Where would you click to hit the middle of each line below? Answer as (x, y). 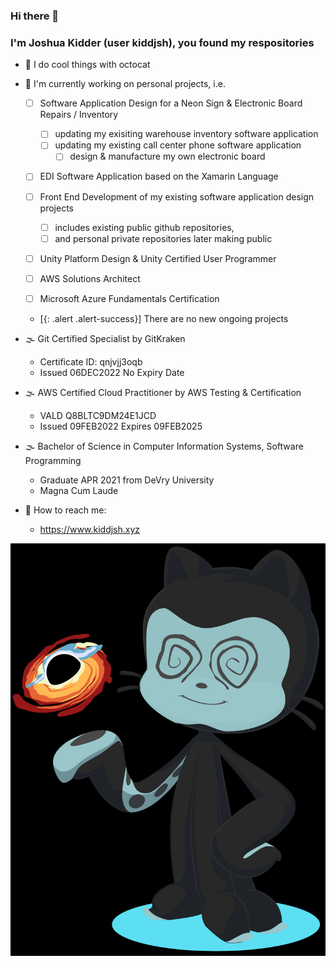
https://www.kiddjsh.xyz (90, 529)
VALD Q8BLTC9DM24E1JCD (98, 415)
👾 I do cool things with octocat (87, 65)
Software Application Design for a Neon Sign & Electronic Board (171, 103)
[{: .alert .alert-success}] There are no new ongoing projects (164, 318)
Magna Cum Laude (79, 490)
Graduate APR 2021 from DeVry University (127, 480)
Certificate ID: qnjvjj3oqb (91, 361)
